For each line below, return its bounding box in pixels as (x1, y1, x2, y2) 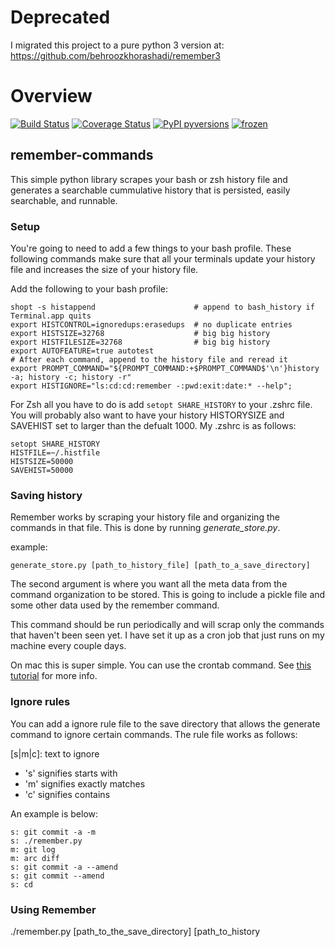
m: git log (10, 844, 56, 855)
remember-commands (10, 147, 154, 164)
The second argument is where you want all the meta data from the (10, 578, 288, 590)
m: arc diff (10, 853, 60, 863)
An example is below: (10, 807, 99, 820)
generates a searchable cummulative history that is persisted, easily (10, 184, 291, 196)
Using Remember (10, 902, 97, 916)
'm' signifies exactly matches (24, 777, 146, 790)
